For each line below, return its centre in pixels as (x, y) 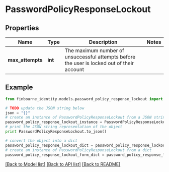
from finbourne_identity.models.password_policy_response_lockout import (84, 99)
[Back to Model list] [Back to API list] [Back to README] (63, 164)
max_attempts (25, 60)
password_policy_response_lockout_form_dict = (55, 155)
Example (19, 88)
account (74, 69)
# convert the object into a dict (41, 140)
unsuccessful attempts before (100, 57)
